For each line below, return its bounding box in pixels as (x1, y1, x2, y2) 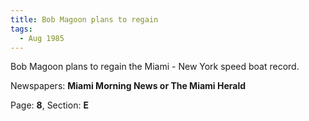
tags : (10, 24, 33, 34)
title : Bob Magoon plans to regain (10, 14, 159, 25)
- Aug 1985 (19, 33, 65, 43)
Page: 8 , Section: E (10, 99, 89, 111)
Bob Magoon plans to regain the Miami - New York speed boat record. (10, 61, 300, 73)
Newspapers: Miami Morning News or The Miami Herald (10, 80, 247, 92)
